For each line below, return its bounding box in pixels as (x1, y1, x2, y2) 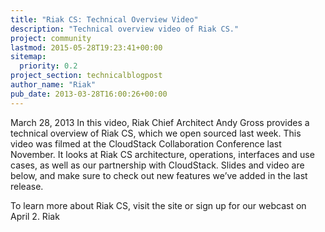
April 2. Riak (10, 210, 60, 222)
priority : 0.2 (19, 61, 78, 71)
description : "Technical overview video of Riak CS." (10, 24, 240, 34)
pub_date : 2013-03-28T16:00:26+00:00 (10, 89, 168, 99)
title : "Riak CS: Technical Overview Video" (10, 14, 199, 25)
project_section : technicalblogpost (10, 71, 163, 81)
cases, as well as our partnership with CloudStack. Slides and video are (10, 159, 305, 171)
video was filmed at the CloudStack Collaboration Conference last (10, 137, 282, 150)
